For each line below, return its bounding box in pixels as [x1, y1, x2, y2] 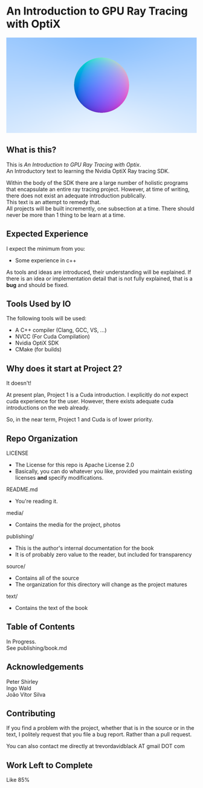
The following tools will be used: [6, 315, 86, 322]
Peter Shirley [6, 678, 39, 685]
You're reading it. [14, 498, 59, 505]
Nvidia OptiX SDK [14, 339, 59, 346]
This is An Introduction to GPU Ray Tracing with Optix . [6, 161, 141, 168]
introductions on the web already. [6, 404, 90, 411]
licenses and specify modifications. [14, 474, 104, 481]
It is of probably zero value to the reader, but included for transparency [14, 551, 192, 558]
